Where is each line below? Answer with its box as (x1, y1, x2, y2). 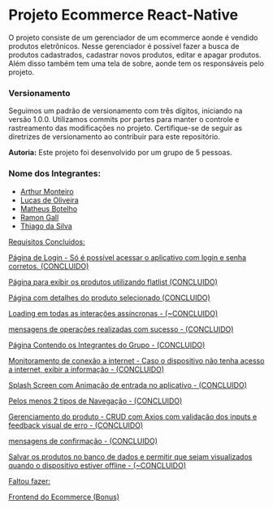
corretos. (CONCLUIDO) (8, 261, 89, 271)
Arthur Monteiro (19, 186, 75, 196)
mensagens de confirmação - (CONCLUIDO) (8, 436, 158, 446)
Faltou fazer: (8, 476, 51, 485)
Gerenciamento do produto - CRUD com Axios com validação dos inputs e (8, 411, 258, 421)
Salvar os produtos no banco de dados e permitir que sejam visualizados (8, 451, 253, 461)
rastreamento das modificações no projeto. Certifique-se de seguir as (8, 124, 242, 133)
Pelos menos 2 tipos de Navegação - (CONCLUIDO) (8, 396, 183, 406)
